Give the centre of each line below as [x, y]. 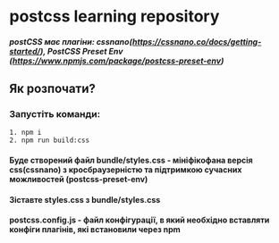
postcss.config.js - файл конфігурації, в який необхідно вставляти [139, 220]
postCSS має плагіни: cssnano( [71, 41]
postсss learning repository [114, 17]
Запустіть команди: [55, 114]
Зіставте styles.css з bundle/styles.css [85, 199]
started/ [25, 51]
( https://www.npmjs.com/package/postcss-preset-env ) [117, 61]
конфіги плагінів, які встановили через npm [95, 230]
